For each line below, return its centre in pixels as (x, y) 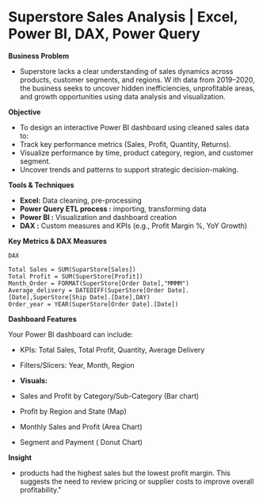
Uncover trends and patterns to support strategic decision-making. (129, 169)
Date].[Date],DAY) (120, 297)
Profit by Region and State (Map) (73, 411)
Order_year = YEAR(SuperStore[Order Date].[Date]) (93, 304)
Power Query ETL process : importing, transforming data (113, 209)
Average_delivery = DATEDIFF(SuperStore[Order (86, 290)
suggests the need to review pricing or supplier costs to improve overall (137, 481)
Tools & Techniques (41, 185)
